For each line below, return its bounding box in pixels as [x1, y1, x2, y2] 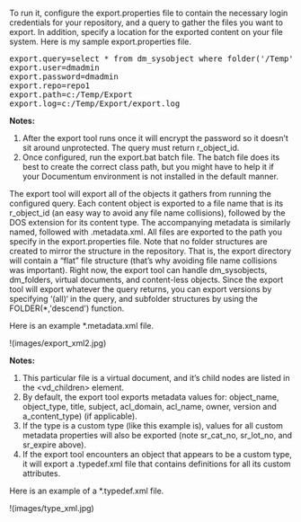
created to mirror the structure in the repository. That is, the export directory [9, 246, 292, 256]
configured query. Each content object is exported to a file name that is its [9, 198, 284, 208]
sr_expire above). [22, 439, 87, 450]
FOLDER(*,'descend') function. [9, 303, 125, 314]
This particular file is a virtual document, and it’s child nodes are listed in [22, 373, 290, 383]
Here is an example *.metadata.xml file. [9, 321, 155, 331]
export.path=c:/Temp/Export [9, 90, 133, 100]
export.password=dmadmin [9, 72, 119, 82]
